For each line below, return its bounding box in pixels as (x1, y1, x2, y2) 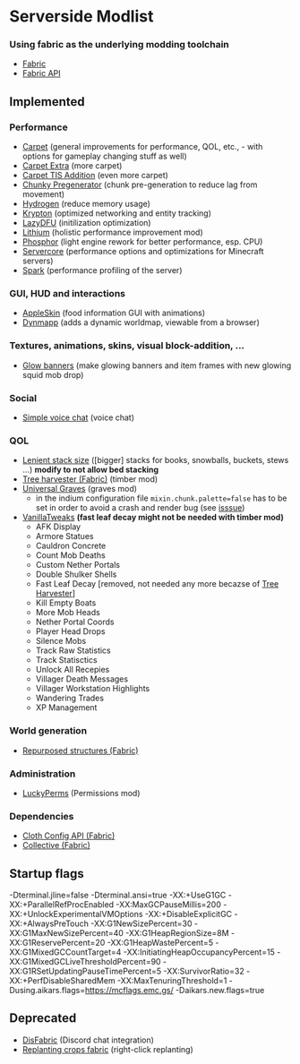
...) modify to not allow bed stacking (21, 464, 159, 476)
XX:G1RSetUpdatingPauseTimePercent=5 (9, 965, 162, 977)
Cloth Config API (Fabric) (21, 830, 116, 841)
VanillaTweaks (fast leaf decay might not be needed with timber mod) (21, 512, 284, 523)
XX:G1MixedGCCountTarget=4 (9, 947, 122, 957)
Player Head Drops (35, 626, 106, 637)
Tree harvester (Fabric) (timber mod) (21, 474, 159, 485)
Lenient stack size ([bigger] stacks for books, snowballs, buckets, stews (21, 455, 289, 466)
